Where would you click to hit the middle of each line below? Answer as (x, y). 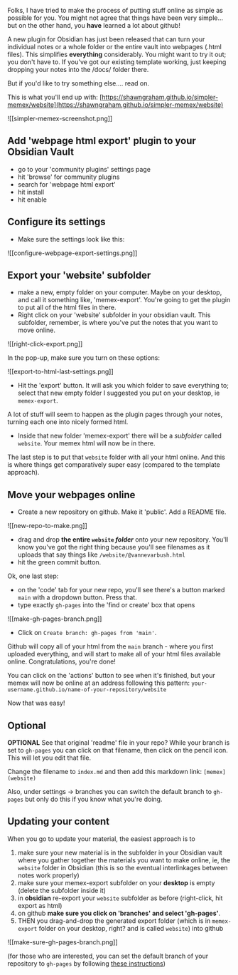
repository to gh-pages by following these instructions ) (86, 963)
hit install (31, 192)
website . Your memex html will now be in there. (86, 443)
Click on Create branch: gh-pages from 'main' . (87, 633)
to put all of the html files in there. (67, 308)
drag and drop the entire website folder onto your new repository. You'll (123, 540)
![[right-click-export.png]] (45, 344)
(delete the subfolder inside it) (62, 890)
